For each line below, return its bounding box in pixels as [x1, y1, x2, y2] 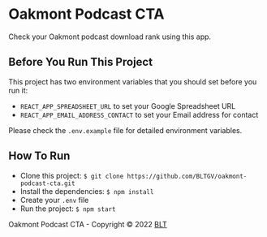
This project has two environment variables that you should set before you [8, 76, 257, 86]
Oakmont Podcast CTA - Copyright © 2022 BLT [8, 219, 168, 229]
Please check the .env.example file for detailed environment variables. [8, 125, 243, 135]
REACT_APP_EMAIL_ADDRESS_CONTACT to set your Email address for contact [19, 110, 259, 119]
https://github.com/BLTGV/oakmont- [127, 172, 248, 180]
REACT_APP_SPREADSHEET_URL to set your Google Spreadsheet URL [19, 101, 236, 110]
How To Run [8, 149, 71, 163]
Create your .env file [19, 195, 89, 205]
